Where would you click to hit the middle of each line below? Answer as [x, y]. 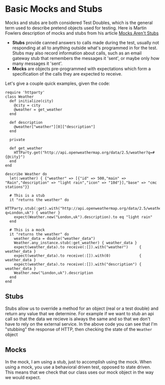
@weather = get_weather [38, 110]
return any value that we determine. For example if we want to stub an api [80, 313]
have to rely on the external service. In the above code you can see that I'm [81, 324]
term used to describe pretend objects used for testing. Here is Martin [76, 27]
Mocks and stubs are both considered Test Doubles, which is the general [79, 23]
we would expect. [23, 377]
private [17, 139]
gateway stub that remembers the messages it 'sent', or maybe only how [86, 58]
